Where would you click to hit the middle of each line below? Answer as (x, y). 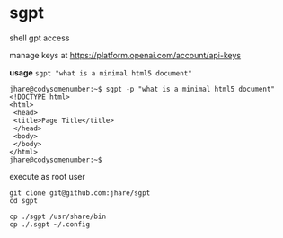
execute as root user (47, 176)
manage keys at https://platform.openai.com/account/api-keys (125, 55)
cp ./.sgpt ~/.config (50, 224)
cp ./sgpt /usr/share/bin (57, 216)
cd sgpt (24, 200)
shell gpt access (40, 38)
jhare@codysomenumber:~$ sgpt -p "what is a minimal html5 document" (142, 89)
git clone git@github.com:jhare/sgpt (80, 193)
